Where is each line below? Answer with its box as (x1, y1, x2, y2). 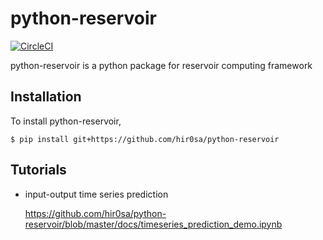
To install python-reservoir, (10, 115, 122, 127)
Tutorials (10, 162, 67, 179)
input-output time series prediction (24, 188, 169, 200)
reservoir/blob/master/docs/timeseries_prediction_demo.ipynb (24, 218, 283, 230)
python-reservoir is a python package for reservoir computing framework (10, 59, 313, 71)
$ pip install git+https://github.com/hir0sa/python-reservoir (10, 134, 280, 144)
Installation (10, 88, 82, 106)
